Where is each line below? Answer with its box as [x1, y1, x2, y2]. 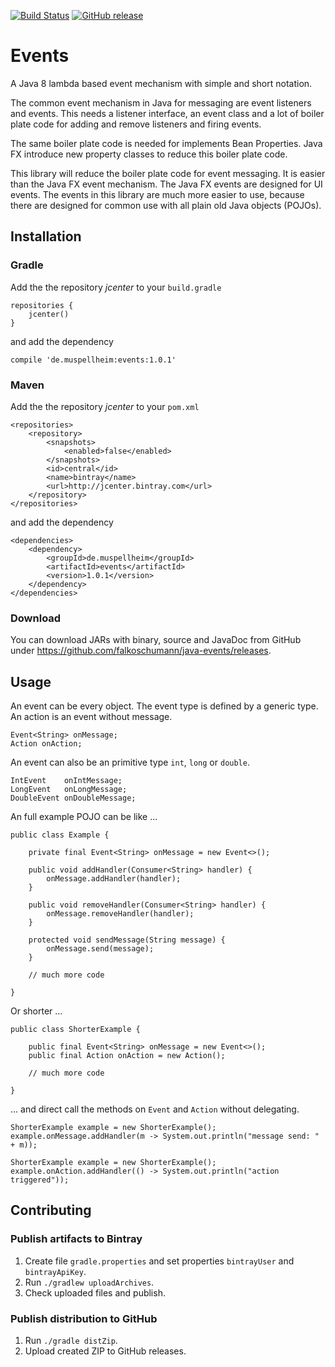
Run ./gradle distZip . [24, 1335, 118, 1347]
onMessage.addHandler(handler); [46, 874, 182, 884]
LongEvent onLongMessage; [10, 785, 128, 795]
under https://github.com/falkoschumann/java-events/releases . [10, 645, 272, 657]
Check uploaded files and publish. [24, 1286, 166, 1299]
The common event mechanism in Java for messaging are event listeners [10, 96, 312, 109]
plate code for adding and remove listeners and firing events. [10, 118, 262, 130]
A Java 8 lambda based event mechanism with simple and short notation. [10, 77, 313, 89]
